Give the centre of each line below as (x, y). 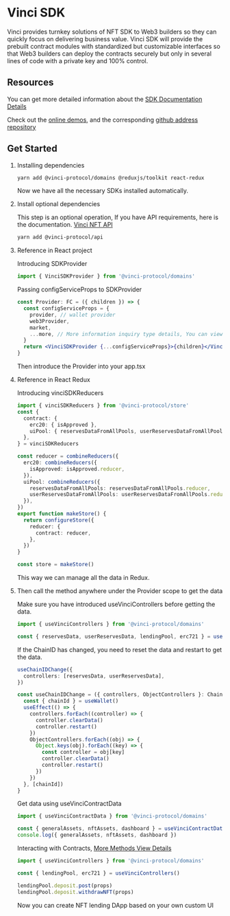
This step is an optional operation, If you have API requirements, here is (118, 217)
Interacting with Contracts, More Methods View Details (94, 848)
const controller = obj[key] (84, 752)
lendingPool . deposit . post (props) (65, 885)
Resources (30, 83)
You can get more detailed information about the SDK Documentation (105, 99)
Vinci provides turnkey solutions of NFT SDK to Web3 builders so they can (112, 32)
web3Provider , (50, 321)
